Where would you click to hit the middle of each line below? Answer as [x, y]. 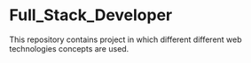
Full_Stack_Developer [91, 15]
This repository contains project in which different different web [125, 39]
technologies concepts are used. [69, 48]
